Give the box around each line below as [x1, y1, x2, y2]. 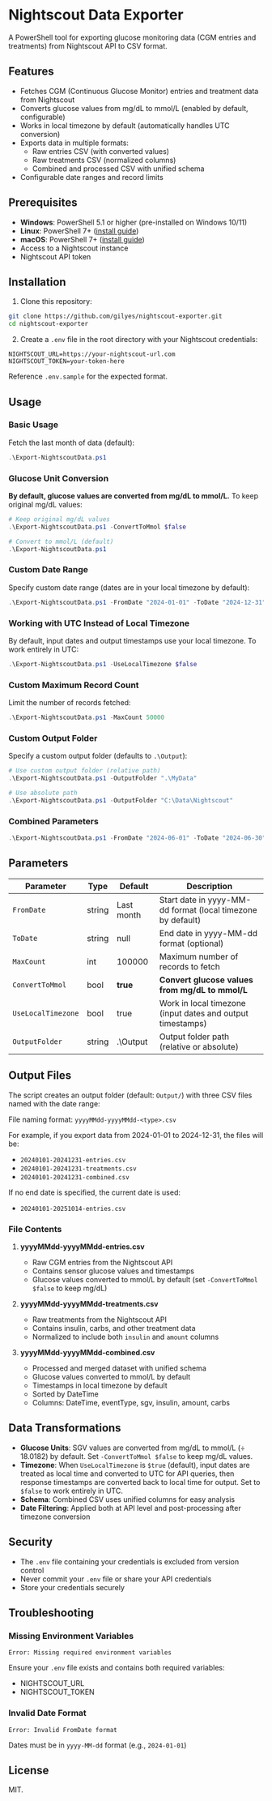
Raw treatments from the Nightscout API [32, 1315, 168, 1324]
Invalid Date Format [8, 1708, 87, 1719]
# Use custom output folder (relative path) [8, 767, 161, 775]
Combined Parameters [8, 815, 99, 827]
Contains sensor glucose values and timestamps [32, 1266, 194, 1276]
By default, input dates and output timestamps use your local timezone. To [8, 635, 257, 645]
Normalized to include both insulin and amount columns [32, 1332, 219, 1341]
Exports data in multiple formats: [19, 138, 130, 148]
